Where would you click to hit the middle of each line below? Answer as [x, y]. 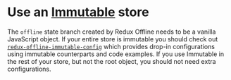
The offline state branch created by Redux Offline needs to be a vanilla [112, 32]
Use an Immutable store [78, 12]
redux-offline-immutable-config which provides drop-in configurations [111, 46]
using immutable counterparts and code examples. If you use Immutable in [115, 54]
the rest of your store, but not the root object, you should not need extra [112, 61]
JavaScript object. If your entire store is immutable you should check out [113, 39]
